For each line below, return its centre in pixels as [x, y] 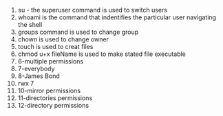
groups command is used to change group [78, 32]
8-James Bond [39, 76]
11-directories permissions [55, 98]
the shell [30, 25]
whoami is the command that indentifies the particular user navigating [117, 17]
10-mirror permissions [49, 90]
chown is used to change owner [63, 39]
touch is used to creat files [55, 47]
